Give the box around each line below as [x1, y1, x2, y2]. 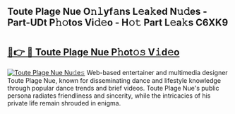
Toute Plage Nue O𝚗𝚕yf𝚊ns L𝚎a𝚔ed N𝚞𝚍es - [7, 6, 207, 18]
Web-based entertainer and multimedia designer [86, 69, 228, 76]
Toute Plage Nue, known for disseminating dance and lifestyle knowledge [7, 76, 221, 84]
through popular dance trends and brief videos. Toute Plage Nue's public [7, 84, 219, 92]
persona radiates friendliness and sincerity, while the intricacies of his [7, 91, 211, 100]
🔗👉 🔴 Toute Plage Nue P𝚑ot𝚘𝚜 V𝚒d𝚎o [7, 46, 180, 58]
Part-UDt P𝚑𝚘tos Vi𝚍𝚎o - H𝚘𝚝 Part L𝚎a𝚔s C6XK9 [7, 17, 229, 29]
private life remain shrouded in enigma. [7, 99, 121, 107]
